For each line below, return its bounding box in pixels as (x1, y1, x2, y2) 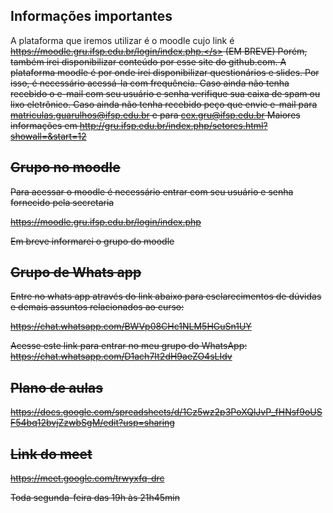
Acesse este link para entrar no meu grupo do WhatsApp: (10, 340, 248, 352)
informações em (10, 119, 78, 131)
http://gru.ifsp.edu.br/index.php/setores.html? (79, 119, 268, 131)
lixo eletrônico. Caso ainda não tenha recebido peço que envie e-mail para (10, 98, 318, 110)
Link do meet (10, 445, 93, 463)
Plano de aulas (10, 379, 104, 396)
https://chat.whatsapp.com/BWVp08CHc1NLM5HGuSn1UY (10, 320, 252, 333)
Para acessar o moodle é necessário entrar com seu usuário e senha (10, 185, 294, 198)
